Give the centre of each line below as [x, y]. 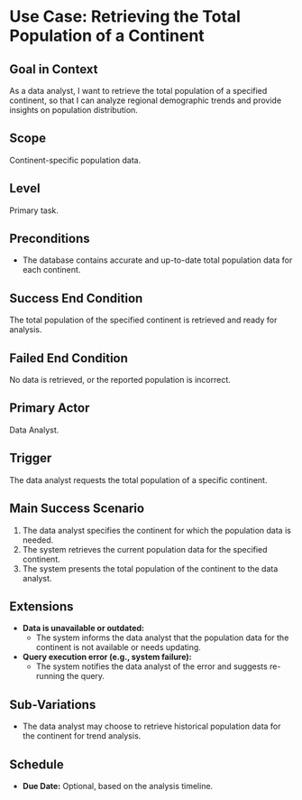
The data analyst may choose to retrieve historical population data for [151, 726]
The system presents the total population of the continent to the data [150, 568]
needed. [38, 540]
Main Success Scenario [77, 509]
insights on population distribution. [73, 110]
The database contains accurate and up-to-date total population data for [157, 260]
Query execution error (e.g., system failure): [107, 657]
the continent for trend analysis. [82, 736]
